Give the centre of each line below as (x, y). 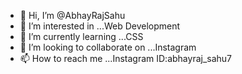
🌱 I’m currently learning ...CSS (81, 36)
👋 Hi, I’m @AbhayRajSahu (72, 15)
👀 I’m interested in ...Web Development (100, 26)
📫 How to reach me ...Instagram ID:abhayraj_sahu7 (126, 58)
